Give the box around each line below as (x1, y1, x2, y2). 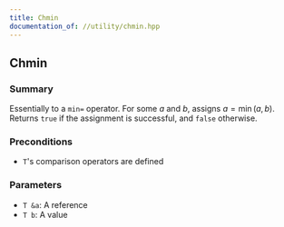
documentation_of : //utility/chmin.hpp (9, 22, 161, 31)
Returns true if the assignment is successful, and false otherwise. (9, 113, 258, 123)
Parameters (9, 179, 62, 192)
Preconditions (9, 135, 73, 148)
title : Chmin (9, 13, 59, 23)
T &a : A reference (22, 199, 88, 210)
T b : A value (22, 209, 68, 220)
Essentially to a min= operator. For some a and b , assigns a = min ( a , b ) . (9, 104, 275, 114)
